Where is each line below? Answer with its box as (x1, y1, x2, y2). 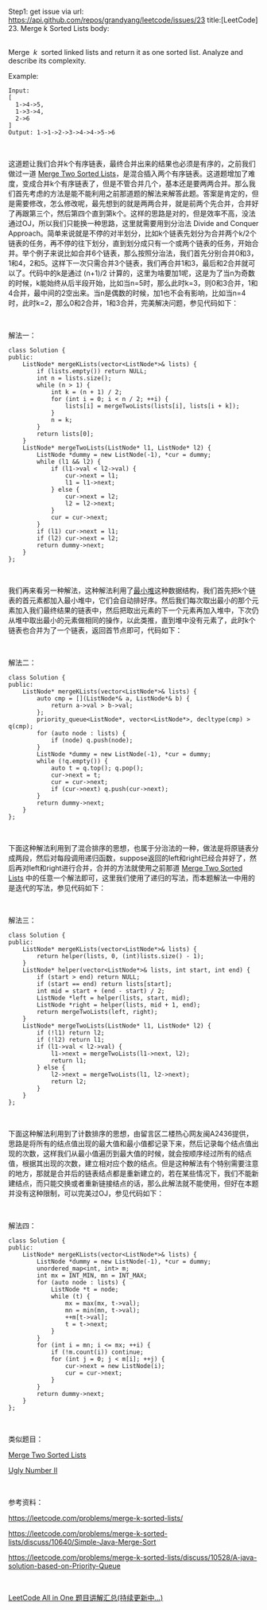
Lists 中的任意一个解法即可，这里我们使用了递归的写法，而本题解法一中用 (8, 873, 249, 883)
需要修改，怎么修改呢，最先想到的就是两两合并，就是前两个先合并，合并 (14, 199, 252, 208)
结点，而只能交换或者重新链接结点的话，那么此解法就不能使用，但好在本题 (14, 1179, 259, 1188)
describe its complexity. (8, 56, 87, 65)
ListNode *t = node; (50, 1285, 119, 1293)
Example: (8, 72, 39, 80)
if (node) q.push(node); (50, 736, 133, 744)
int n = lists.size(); (37, 374, 112, 382)
